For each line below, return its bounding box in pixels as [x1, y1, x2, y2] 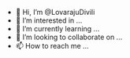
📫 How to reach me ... [15, 42, 89, 50]
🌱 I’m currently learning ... [15, 24, 100, 33]
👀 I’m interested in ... [15, 16, 83, 25]
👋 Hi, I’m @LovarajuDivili [15, 8, 95, 16]
